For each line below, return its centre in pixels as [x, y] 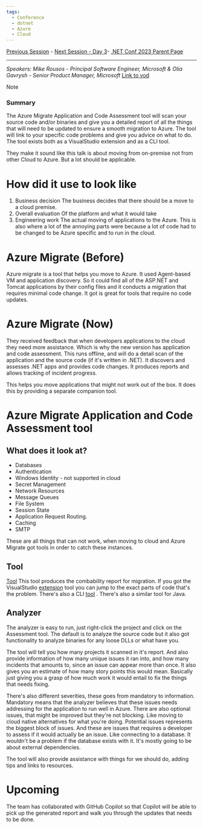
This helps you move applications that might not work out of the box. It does [101, 385]
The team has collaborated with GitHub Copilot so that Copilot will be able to [101, 806]
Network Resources [40, 491]
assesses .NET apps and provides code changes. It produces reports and [98, 367]
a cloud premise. [36, 207]
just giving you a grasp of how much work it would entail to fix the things [97, 678]
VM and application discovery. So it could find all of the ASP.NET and [92, 280]
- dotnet [23, 23]
